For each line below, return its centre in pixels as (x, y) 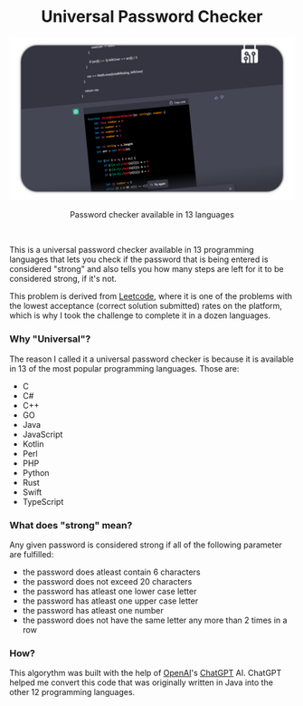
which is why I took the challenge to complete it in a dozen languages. (140, 315)
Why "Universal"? (50, 339)
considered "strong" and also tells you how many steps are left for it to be (147, 269)
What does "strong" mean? (71, 525)
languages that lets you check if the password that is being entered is (139, 259)
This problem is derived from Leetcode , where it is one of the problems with (151, 296)
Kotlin (33, 444)
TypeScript (43, 501)
